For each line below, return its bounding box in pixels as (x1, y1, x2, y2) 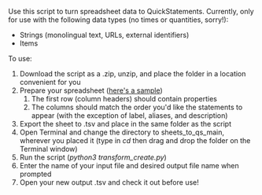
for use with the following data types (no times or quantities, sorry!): (8, 15, 229, 24)
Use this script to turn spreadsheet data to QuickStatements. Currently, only (8, 7, 254, 16)
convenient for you (19, 78, 81, 86)
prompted (19, 169, 52, 178)
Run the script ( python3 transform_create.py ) (19, 153, 167, 162)
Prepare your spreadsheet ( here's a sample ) (19, 86, 163, 95)
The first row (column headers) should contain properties (31, 94, 218, 103)
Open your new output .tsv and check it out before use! (19, 178, 199, 187)
